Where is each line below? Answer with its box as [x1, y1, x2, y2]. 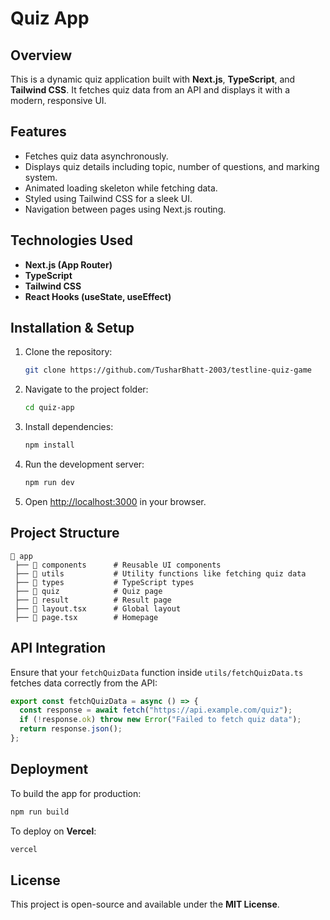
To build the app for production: [10, 787, 142, 799]
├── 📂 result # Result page [14, 595, 172, 605]
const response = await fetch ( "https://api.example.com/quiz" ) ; [19, 705, 293, 716]
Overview [10, 47, 73, 64]
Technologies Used [10, 232, 133, 249]
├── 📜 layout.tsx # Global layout [14, 603, 182, 614]
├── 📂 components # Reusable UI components [14, 560, 222, 570]
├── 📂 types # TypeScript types [14, 577, 195, 587]
